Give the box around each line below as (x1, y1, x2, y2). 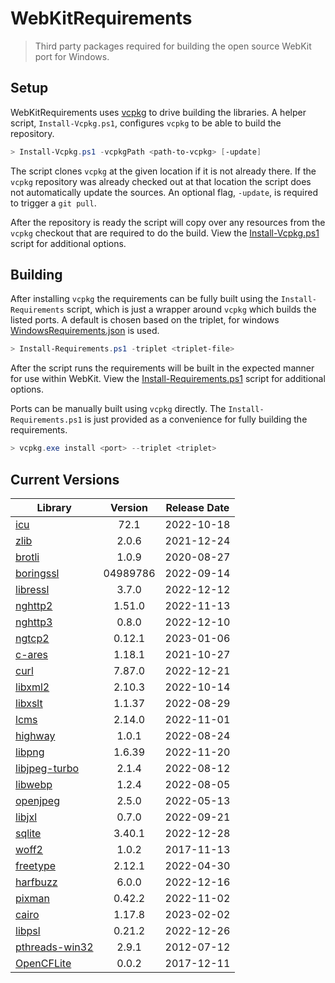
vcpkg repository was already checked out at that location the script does (10, 175, 312, 187)
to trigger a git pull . (10, 197, 97, 209)
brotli (15, 550, 40, 564)
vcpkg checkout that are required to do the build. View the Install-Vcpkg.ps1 (10, 227, 320, 239)
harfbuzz (15, 875, 58, 889)
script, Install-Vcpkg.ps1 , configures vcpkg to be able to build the (10, 117, 282, 129)
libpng (15, 745, 45, 759)
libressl (15, 583, 50, 596)
